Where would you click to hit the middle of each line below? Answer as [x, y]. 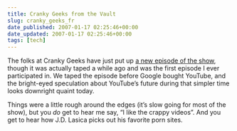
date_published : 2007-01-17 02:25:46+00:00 [73, 27]
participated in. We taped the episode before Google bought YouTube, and [117, 76]
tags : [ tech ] [27, 41]
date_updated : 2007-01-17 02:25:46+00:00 [70, 34]
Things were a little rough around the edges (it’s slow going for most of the [117, 105]
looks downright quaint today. [51, 91]
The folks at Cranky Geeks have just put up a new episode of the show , [112, 61]
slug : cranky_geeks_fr [41, 21]
